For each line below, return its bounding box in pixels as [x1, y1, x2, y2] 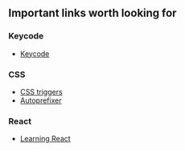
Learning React [19, 134, 71, 144]
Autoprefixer [19, 96, 62, 105]
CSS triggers [19, 87, 63, 96]
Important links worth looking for [8, 6, 177, 20]
